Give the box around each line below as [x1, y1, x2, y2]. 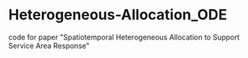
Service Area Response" [8, 40, 90, 50]
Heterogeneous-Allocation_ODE [8, 6, 228, 24]
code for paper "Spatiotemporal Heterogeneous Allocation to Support [8, 32, 240, 42]
